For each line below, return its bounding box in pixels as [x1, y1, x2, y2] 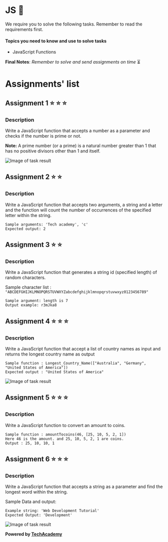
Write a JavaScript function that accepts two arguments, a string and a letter [5, 201, 162, 207]
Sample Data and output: [5, 498, 56, 504]
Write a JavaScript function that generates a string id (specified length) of [5, 269, 157, 275]
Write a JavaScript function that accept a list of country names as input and [5, 346, 161, 352]
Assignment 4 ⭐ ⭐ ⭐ [5, 317, 68, 325]
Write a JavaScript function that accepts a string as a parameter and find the [5, 483, 163, 489]
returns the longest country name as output [5, 351, 95, 357]
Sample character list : [5, 284, 51, 290]
